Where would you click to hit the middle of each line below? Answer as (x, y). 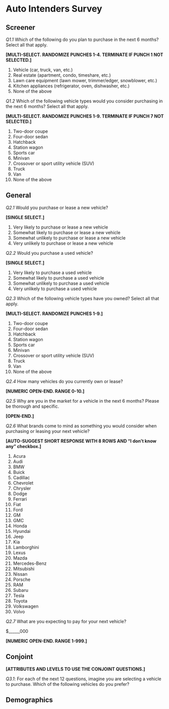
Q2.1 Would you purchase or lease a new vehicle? (57, 207)
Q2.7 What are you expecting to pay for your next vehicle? (66, 621)
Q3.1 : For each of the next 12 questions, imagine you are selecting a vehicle (83, 679)
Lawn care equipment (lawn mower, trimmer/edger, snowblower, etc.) (85, 80)
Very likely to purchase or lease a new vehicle (61, 227)
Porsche (22, 579)
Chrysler (22, 488)
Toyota (20, 601)
